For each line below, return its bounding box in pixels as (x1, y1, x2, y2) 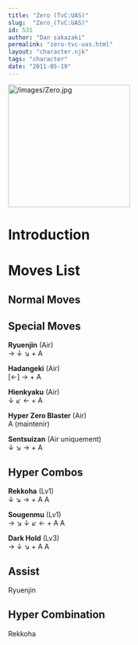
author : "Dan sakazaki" (8, 33, 86, 42)
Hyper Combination (8, 608, 105, 621)
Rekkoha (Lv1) (8, 486, 55, 496)
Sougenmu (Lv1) (8, 510, 62, 519)
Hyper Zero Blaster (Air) (8, 411, 87, 421)
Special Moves (8, 319, 81, 333)
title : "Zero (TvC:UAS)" (8, 11, 89, 20)
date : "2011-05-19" (8, 63, 72, 71)
